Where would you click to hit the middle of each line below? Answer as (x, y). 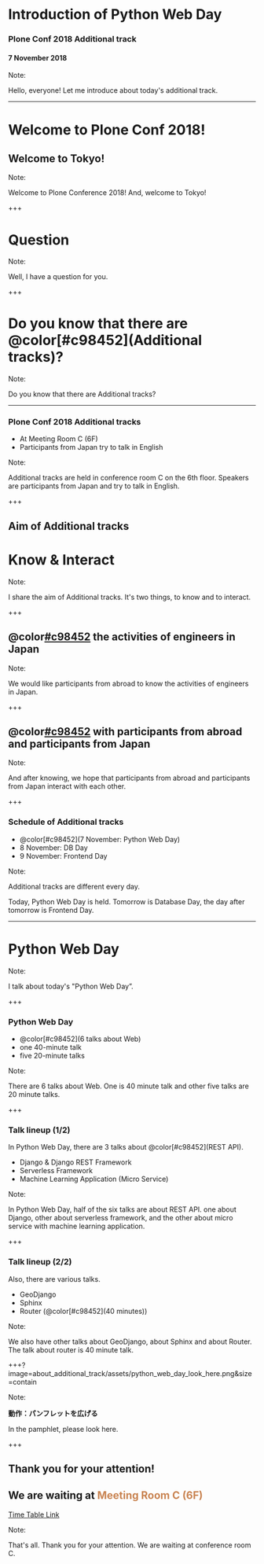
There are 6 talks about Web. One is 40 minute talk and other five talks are (128, 1086)
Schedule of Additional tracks (66, 822)
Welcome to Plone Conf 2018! (107, 129)
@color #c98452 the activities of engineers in (122, 637)
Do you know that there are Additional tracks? (82, 394)
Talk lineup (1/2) (39, 1130)
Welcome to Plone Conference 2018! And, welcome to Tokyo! (107, 193)
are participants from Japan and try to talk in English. (94, 486)
